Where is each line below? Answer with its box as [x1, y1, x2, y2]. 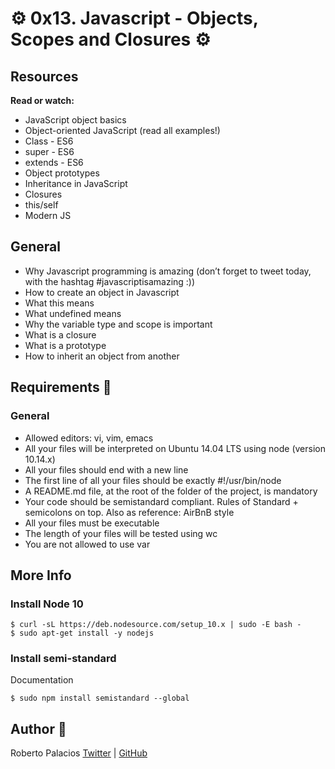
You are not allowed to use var [24, 538, 151, 550]
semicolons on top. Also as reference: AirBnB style [24, 506, 235, 518]
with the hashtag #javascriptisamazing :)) [24, 275, 196, 287]
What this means [24, 297, 95, 309]
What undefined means [24, 307, 122, 319]
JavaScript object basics [24, 114, 127, 126]
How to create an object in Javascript [24, 286, 180, 298]
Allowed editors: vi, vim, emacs [24, 432, 154, 444]
